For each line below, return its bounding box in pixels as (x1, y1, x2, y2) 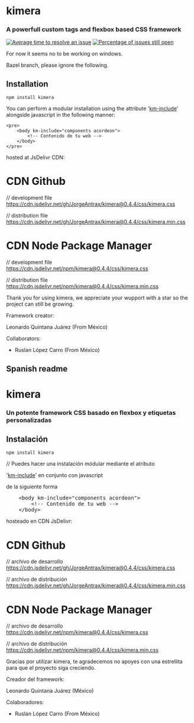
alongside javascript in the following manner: (6, 111, 115, 119)
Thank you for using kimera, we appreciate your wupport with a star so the (6, 295, 188, 302)
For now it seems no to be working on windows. (6, 50, 123, 57)
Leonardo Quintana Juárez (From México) (6, 324, 108, 331)
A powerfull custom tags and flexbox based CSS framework (6, 25, 182, 34)
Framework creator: (6, 312, 54, 319)
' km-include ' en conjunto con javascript (6, 472, 103, 479)
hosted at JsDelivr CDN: (6, 154, 65, 161)
